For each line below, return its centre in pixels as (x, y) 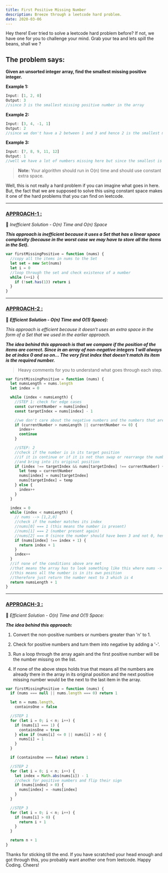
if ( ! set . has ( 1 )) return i (43, 282)
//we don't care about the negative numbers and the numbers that (85, 420)
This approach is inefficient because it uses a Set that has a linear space (83, 234)
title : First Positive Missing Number (46, 10)
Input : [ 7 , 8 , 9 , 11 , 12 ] (33, 152)
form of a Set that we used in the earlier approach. (58, 335)
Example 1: (17, 87)
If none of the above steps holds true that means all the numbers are (83, 669)
